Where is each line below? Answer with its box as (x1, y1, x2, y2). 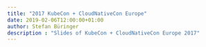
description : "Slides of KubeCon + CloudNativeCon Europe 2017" (7, 29, 200, 37)
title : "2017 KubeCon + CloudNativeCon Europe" (7, 10, 148, 17)
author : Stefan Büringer (7, 23, 79, 30)
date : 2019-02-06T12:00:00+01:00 (7, 17, 104, 23)
